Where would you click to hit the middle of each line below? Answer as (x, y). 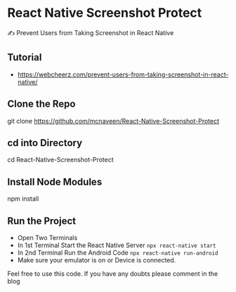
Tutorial (25, 58)
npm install (23, 199)
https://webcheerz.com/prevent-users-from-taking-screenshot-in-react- (123, 74)
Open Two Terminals (47, 238)
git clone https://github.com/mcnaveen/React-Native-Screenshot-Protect (113, 121)
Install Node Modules (55, 181)
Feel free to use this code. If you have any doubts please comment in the (113, 274)
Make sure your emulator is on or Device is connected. (97, 260)
